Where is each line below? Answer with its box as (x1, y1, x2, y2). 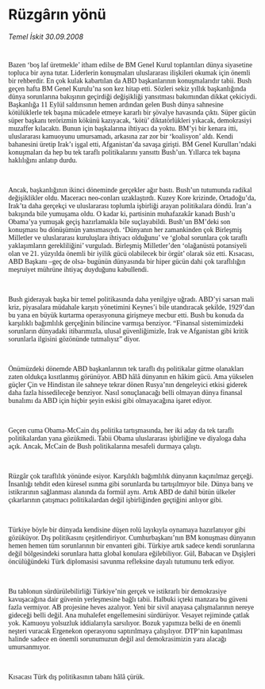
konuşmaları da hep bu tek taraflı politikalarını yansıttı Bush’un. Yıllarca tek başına (8, 148, 240, 157)
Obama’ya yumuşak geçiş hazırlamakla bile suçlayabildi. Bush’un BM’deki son (8, 217, 231, 226)
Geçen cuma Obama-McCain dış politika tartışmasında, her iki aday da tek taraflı (8, 426, 234, 435)
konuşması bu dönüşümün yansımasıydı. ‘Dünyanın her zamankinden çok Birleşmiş (8, 225, 242, 234)
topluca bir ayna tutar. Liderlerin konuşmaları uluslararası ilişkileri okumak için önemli (8, 68, 251, 77)
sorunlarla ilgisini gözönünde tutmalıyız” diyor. (8, 335, 140, 343)
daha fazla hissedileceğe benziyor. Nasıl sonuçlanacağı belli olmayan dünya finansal (8, 388, 243, 397)
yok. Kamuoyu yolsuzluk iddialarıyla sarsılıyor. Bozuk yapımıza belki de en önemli (8, 618, 241, 627)
